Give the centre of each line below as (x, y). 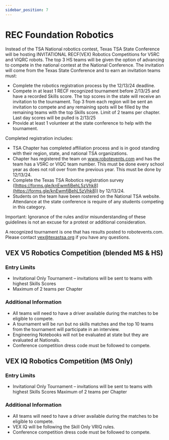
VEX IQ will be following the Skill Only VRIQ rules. (64, 426)
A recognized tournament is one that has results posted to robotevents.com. (84, 232)
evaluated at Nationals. (36, 340)
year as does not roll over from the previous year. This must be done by (87, 169)
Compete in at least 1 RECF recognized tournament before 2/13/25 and (86, 91)
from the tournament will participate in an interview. (66, 329)
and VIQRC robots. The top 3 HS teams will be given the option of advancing (85, 60)
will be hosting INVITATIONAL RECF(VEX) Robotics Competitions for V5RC (82, 54)
